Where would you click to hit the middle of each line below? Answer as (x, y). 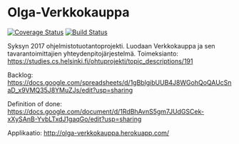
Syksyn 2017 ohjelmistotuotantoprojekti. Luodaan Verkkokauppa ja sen (111, 46)
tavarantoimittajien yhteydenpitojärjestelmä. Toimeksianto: (93, 53)
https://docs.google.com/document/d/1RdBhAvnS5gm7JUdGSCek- (106, 111)
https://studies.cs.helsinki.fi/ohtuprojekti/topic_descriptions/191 (100, 61)
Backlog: (20, 75)
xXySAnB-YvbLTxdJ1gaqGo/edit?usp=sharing (75, 119)
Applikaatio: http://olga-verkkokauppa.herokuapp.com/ (88, 133)
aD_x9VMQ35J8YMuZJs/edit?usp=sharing (70, 90)
